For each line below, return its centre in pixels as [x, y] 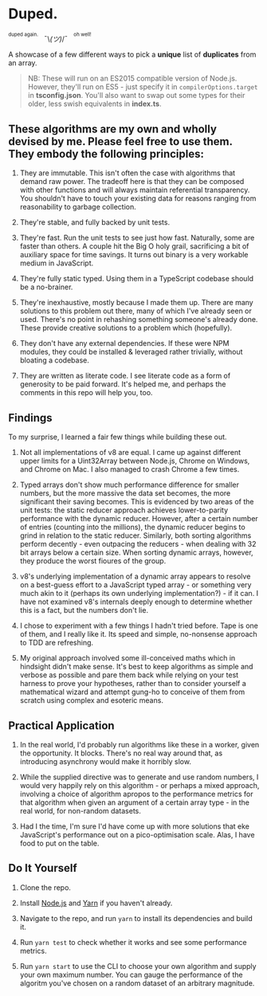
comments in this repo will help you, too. [86, 393]
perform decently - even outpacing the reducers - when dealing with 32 [138, 544]
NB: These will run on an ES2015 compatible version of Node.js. [132, 78]
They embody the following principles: [106, 153]
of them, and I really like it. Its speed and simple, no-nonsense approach [138, 634]
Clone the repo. [45, 887]
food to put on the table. [59, 843]
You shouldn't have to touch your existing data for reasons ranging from [138, 198]
